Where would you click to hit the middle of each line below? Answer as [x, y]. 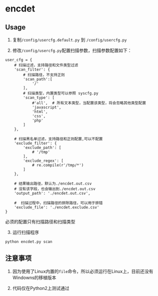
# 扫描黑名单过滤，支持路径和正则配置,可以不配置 [58, 139]
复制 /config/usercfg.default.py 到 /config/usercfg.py [69, 40]
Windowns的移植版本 [34, 277]
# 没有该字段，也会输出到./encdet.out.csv [55, 189]
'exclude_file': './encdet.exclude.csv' [57, 207]
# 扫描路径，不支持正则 [44, 75]
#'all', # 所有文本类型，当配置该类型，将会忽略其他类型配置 [89, 103]
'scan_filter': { [32, 69]
